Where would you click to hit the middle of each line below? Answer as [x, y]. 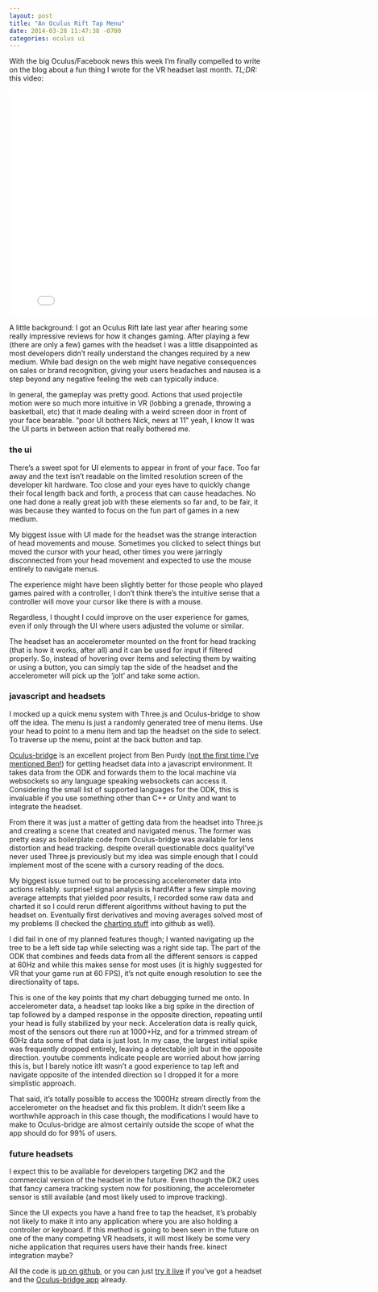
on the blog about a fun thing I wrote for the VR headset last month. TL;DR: [133, 70]
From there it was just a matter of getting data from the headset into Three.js [136, 822]
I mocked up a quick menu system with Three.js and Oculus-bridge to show [135, 713]
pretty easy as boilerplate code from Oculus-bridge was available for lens [131, 839]
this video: [26, 78]
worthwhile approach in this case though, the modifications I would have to [134, 1115]
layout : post [31, 16]
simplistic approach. [43, 1083]
